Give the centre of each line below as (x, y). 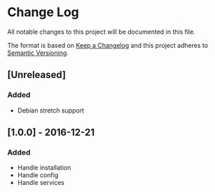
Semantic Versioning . (38, 53)
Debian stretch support (51, 110)
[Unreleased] (37, 75)
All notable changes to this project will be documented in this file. (102, 32)
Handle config (38, 175)
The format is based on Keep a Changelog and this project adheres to (108, 45)
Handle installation (44, 168)
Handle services (41, 183)
